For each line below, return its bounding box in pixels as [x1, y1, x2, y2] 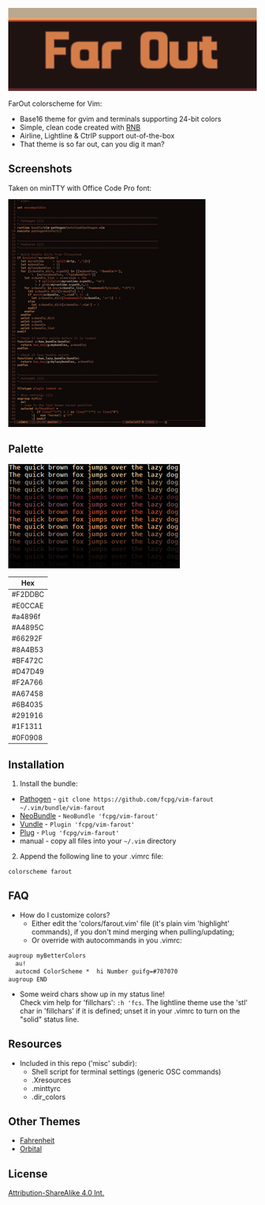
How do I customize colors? [19, 910, 110, 920]
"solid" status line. [19, 1014, 80, 1024]
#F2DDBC [11, 590, 45, 599]
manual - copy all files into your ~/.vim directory [19, 836, 177, 845]
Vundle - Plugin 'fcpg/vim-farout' [19, 819, 136, 829]
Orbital [19, 1144, 42, 1154]
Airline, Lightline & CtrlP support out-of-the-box [19, 131, 175, 140]
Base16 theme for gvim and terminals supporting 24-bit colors [19, 115, 222, 123]
